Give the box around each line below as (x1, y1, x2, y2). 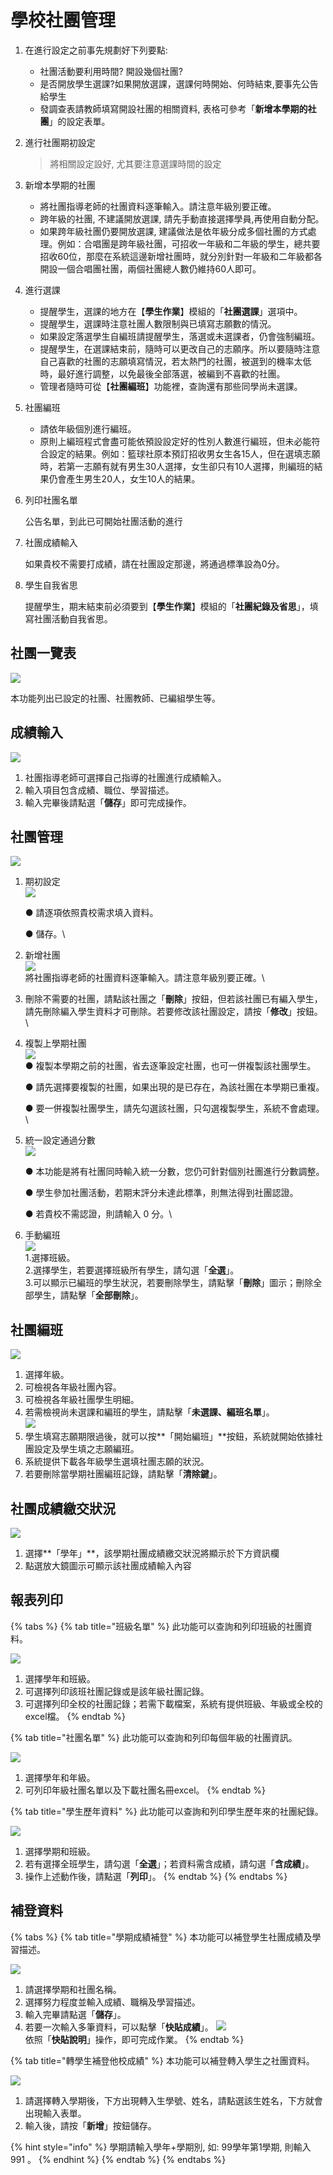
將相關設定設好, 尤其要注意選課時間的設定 (49, 157, 222, 170)
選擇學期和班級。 (24, 1845, 96, 1857)
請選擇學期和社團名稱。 (24, 1983, 122, 1995)
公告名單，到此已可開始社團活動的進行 (24, 515, 183, 527)
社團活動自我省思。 (33, 612, 113, 625)
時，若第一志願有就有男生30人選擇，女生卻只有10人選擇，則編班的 (39, 460, 315, 472)
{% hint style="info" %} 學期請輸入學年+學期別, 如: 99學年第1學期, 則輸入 (10, 2141, 312, 2153)
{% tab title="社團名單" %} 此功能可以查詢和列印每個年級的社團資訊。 (10, 1731, 298, 1743)
